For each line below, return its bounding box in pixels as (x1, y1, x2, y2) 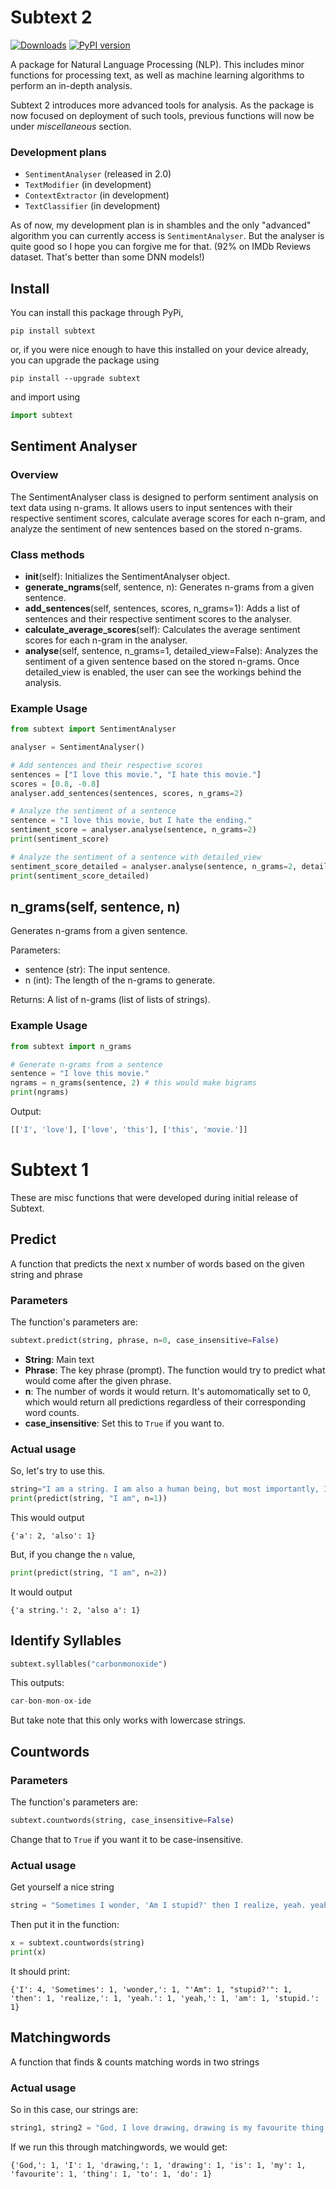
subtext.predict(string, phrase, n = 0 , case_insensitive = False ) (10, 1335, 280, 1345)
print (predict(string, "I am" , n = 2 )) (10, 1567, 168, 1578)
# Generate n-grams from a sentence (10, 1059, 163, 1070)
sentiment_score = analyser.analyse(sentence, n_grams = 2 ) (10, 825, 257, 835)
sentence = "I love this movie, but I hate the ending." (10, 816, 253, 826)
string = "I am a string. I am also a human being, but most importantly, (10, 1484, 320, 1495)
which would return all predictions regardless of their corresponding (24, 1396, 307, 1408)
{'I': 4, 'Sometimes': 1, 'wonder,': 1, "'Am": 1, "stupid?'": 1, (10, 1984, 293, 1995)
